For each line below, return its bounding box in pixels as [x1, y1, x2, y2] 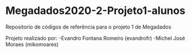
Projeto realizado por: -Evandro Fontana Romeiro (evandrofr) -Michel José [5, 34, 185, 41]
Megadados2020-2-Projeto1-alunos [5, 4, 186, 17]
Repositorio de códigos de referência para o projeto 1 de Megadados [5, 23, 172, 30]
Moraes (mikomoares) [5, 41, 59, 48]
